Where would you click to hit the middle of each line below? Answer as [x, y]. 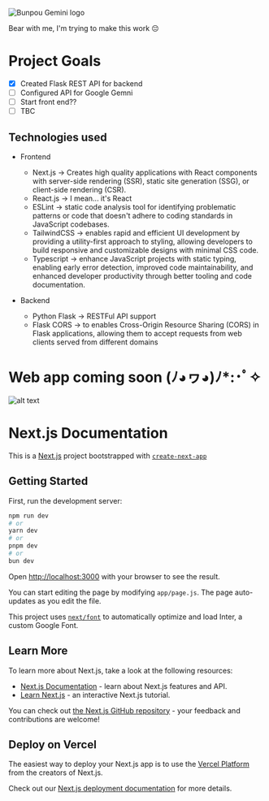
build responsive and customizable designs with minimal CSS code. [145, 250]
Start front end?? [48, 102]
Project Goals [55, 61]
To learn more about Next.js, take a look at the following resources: [121, 670]
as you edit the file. [69, 600]
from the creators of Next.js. [56, 773]
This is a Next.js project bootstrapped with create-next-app [108, 456]
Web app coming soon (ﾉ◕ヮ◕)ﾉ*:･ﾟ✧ [135, 377]
